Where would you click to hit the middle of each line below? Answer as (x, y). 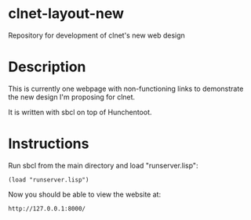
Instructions (49, 144)
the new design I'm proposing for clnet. (72, 97)
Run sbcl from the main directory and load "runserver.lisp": (103, 165)
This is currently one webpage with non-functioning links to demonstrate (126, 88)
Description (47, 67)
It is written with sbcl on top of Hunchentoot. (80, 112)
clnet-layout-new (66, 14)
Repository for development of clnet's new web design (97, 35)
